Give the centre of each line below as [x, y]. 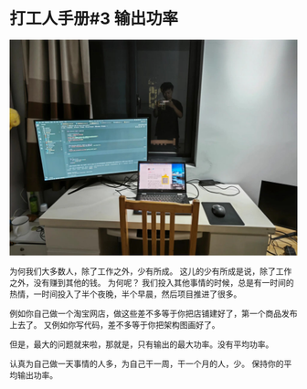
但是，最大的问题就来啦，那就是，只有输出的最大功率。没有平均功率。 [142, 344]
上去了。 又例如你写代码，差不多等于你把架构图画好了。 [115, 324]
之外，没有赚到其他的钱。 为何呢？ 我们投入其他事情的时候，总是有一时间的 [152, 282]
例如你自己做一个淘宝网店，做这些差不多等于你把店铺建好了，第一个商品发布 [153, 313]
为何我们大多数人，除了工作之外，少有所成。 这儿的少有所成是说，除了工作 [151, 271]
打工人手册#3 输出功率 [94, 19]
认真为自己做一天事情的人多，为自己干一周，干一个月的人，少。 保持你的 [147, 363]
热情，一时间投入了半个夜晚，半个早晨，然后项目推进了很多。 [126, 294]
